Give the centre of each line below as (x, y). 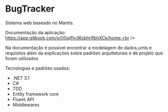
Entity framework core (35, 94)
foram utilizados (22, 58)
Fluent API (23, 99)
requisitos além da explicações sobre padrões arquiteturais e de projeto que (84, 53)
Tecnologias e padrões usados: (38, 68)
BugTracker (30, 9)
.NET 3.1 (21, 78)
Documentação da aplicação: (36, 32)
